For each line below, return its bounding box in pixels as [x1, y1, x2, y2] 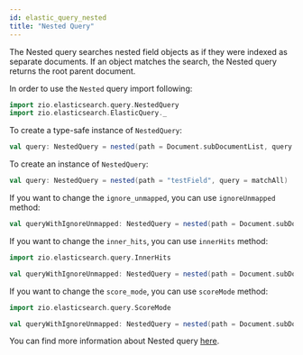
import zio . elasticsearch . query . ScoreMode [9, 303, 171, 312]
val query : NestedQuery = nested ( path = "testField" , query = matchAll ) [9, 177, 289, 186]
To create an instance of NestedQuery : [9, 159, 149, 169]
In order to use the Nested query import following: [9, 83, 193, 94]
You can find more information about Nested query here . [9, 335, 220, 347]
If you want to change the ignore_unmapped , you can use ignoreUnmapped [9, 193, 276, 203]
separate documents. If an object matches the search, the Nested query [9, 56, 278, 67]
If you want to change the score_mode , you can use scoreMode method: [9, 286, 269, 296]
